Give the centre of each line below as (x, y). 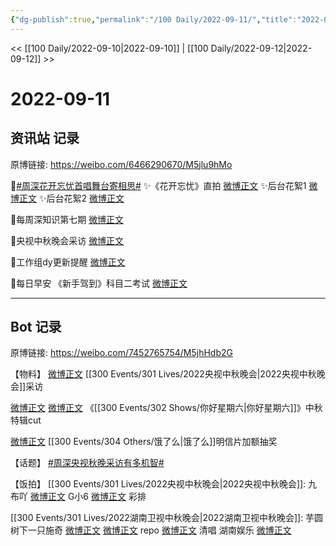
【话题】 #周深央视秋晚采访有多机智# (87, 463)
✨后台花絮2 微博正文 (81, 198)
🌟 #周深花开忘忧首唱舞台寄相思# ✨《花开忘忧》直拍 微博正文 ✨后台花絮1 (158, 185)
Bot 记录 (36, 327)
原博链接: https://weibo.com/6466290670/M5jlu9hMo (121, 164)
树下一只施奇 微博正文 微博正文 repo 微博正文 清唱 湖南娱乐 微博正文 (151, 530)
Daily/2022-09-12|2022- (261, 48)
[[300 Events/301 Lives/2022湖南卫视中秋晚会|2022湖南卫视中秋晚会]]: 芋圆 (167, 518)
